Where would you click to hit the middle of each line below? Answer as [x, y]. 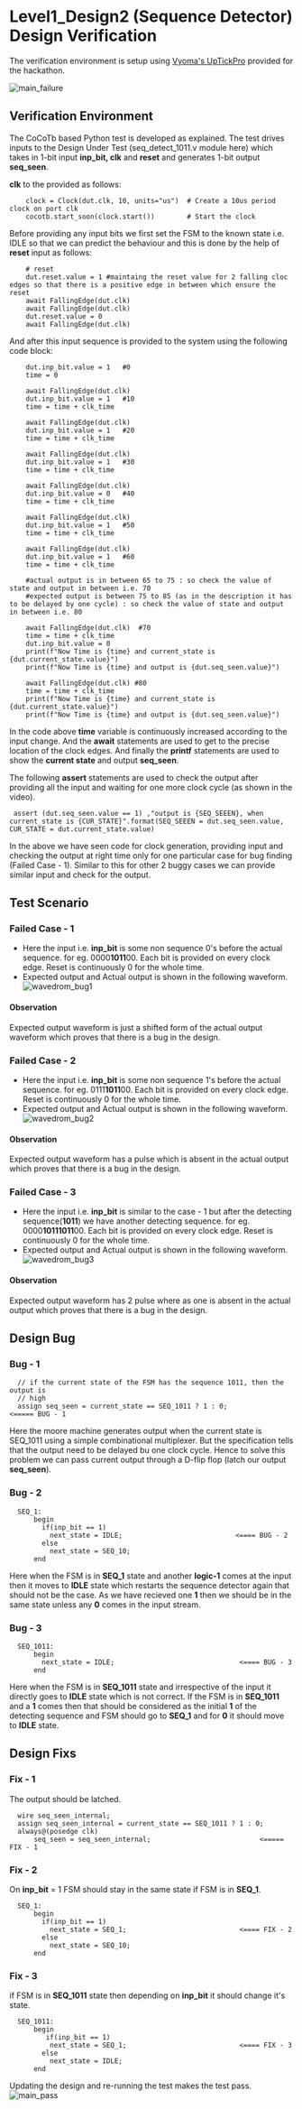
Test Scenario [49, 903]
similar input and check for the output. [80, 874]
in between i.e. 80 [46, 612]
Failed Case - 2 [43, 1060]
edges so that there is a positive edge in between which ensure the [143, 285]
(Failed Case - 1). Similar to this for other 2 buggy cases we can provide [142, 865]
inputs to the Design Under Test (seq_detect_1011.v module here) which [141, 147]
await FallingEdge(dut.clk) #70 [88, 628]
